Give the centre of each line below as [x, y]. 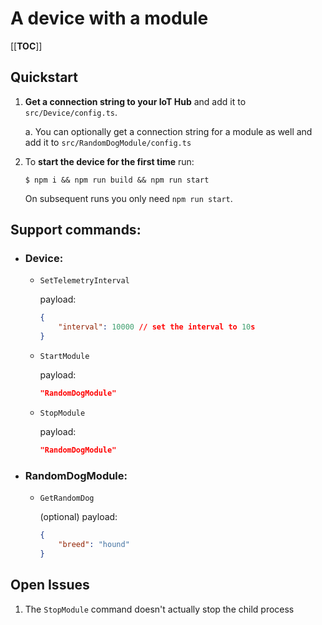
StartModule [64, 357]
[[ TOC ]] [26, 46]
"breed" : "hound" [94, 544]
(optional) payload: [78, 517]
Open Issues [50, 585]
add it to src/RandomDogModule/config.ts [108, 142]
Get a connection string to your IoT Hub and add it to [135, 101]
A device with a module [109, 18]
